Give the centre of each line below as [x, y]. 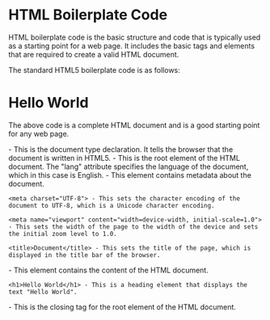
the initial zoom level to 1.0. [63, 234]
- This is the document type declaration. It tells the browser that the [121, 149]
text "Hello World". [43, 292]
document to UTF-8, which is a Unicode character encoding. [112, 205]
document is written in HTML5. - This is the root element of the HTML [124, 158]
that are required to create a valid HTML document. [94, 54]
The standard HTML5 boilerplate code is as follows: [94, 69]
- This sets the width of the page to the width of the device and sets [133, 227]
